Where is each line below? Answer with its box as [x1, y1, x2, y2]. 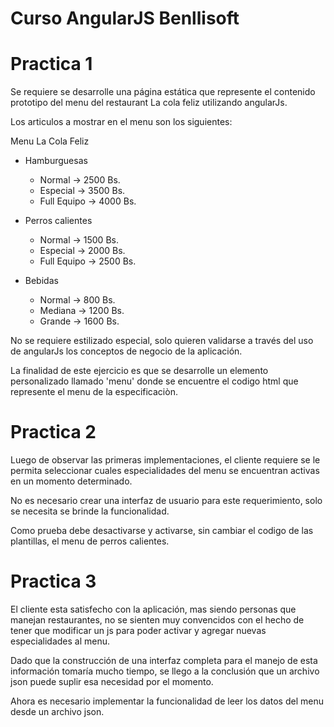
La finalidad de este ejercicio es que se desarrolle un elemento [10, 365, 269, 377]
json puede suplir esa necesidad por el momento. [10, 676, 214, 687]
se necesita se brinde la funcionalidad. [10, 505, 170, 517]
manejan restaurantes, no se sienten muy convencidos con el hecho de [10, 614, 305, 626]
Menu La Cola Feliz [10, 135, 90, 147]
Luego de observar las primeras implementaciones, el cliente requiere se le [10, 454, 321, 466]
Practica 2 [10, 421, 97, 444]
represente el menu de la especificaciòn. [10, 386, 178, 398]
